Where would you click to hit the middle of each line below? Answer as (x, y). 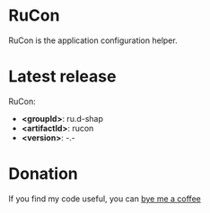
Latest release (62, 77)
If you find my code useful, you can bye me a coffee (105, 199)
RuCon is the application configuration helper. (93, 40)
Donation (43, 174)
